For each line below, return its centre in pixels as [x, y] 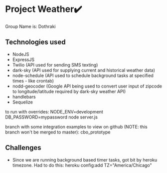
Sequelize [23, 102]
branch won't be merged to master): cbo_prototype [58, 132]
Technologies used [35, 42]
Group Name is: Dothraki [30, 26]
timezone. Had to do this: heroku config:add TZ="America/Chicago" [82, 165]
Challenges [23, 148]
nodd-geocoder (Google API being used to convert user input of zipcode [87, 86]
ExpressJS [23, 59]
